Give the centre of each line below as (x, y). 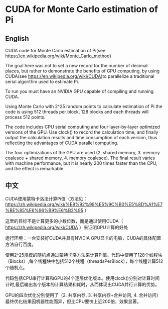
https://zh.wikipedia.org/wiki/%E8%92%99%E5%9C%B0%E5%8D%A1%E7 (84, 204)
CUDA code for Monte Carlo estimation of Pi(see (55, 50)
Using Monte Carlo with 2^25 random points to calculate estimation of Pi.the (84, 106)
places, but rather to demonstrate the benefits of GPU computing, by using (82, 71)
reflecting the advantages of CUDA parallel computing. (62, 143)
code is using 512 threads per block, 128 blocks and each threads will (77, 112)
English (17, 38)
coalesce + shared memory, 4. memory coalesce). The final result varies (80, 158)
